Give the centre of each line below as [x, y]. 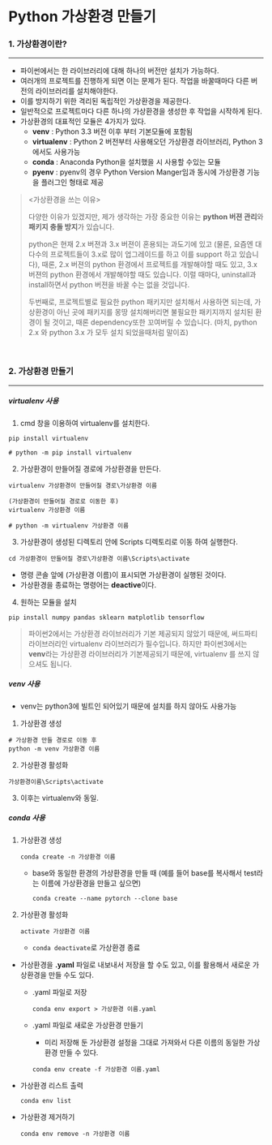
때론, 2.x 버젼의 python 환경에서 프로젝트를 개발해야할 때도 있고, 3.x [149, 265]
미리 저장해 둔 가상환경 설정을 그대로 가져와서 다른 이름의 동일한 [144, 1042]
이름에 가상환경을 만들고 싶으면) [91, 883]
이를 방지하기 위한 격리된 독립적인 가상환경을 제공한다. [106, 101]
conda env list [46, 1100]
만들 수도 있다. [71, 975]
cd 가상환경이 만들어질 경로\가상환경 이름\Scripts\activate [99, 558]
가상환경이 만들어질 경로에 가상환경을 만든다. [91, 468]
